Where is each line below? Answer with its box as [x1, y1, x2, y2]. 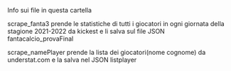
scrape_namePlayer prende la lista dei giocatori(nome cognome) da [7, 49, 206, 56]
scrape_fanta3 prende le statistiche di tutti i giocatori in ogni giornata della [7, 20, 225, 27]
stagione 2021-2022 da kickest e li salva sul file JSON [7, 27, 165, 35]
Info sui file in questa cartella [7, 6, 92, 14]
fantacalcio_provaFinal [7, 34, 74, 43]
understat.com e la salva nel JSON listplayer [7, 56, 137, 64]
